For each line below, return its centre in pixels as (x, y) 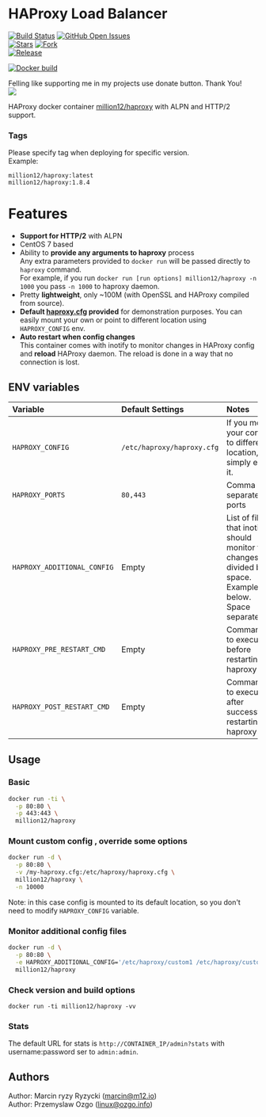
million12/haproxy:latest (51, 176)
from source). (42, 303)
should (239, 537)
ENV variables (44, 387)
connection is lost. (49, 362)
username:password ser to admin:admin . (73, 1052)
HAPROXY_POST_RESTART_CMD (61, 707)
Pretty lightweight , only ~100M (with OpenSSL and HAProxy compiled (134, 295)
